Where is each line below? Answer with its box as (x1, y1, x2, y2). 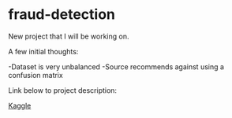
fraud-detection (8, 6, 116, 24)
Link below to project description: (8, 85, 117, 95)
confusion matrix (8, 70, 63, 79)
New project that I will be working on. (8, 31, 129, 41)
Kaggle (8, 101, 32, 110)
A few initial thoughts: (8, 46, 79, 56)
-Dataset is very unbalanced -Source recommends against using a (8, 61, 225, 72)
